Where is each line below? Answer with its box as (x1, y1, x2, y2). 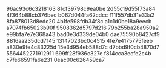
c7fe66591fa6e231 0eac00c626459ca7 (6, 57, 105, 63)
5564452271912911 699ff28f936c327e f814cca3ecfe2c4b (6, 50, 151, 57)
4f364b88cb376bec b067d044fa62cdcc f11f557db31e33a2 (6, 11, 155, 19)
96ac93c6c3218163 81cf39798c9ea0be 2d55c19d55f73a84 (6, 5, 156, 12)
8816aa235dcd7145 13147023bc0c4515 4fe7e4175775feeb (6, 37, 153, 44)
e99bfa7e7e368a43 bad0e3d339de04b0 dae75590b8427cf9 (6, 31, 160, 38)
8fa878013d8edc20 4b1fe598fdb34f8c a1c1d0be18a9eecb (6, 18, 152, 25)
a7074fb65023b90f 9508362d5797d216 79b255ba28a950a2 (6, 24, 159, 31)
